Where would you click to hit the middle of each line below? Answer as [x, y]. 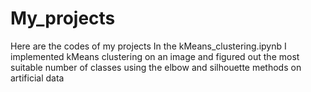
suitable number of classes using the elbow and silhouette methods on [156, 67]
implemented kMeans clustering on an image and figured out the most [155, 56]
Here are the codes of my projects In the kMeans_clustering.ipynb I [148, 46]
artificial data [37, 78]
